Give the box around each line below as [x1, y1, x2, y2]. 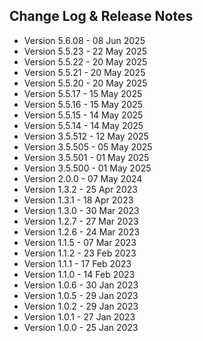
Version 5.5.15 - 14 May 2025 [23, 109, 144, 121]
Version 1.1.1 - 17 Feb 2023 [23, 257, 132, 269]
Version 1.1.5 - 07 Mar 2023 [23, 236, 137, 248]
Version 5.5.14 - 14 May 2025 [23, 119, 144, 131]
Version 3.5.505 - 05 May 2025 [23, 140, 153, 153]
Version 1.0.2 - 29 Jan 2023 [23, 300, 139, 312]
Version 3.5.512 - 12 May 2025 [23, 130, 149, 142]
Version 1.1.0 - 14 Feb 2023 [23, 268, 136, 280]
